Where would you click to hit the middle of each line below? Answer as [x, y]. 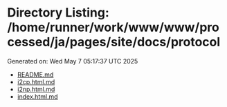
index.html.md [37, 96]
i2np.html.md [36, 89]
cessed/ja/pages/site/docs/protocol [114, 42]
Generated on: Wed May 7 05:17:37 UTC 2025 [73, 61]
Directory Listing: [58, 13]
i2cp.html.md [36, 81]
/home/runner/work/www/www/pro [113, 27]
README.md [35, 75]
